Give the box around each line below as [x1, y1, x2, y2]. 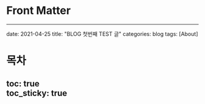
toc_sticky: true [6, 88, 68, 98]
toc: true [6, 78, 40, 89]
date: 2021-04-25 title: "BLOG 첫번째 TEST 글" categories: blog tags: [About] [6, 30, 198, 37]
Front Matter [6, 4, 71, 18]
